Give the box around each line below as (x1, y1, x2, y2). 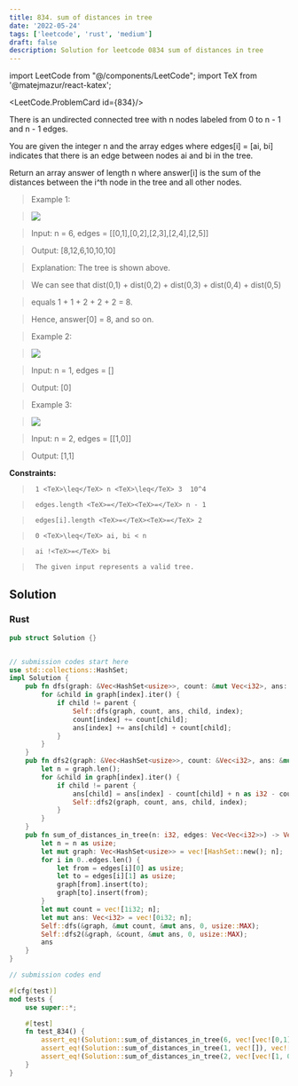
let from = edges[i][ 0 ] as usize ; (56, 863, 184, 873)
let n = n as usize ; (41, 838, 117, 848)
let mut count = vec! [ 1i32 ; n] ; (41, 905, 161, 914)
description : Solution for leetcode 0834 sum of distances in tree (9, 46, 264, 55)
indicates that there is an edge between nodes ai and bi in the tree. (9, 150, 254, 161)
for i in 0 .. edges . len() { (41, 855, 141, 864)
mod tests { (9, 995, 53, 1003)
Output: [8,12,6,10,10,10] (30, 245, 116, 256)
